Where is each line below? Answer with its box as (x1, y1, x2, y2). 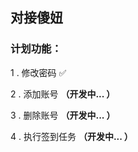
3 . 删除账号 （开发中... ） (10, 109, 116, 121)
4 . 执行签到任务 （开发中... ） (10, 130, 133, 142)
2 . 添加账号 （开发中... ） (10, 88, 116, 100)
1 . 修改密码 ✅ (10, 66, 67, 78)
